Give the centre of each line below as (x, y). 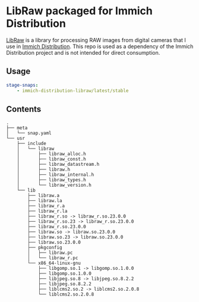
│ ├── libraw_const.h (51, 159)
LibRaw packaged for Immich (80, 11)
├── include (31, 144)
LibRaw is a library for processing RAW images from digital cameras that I (96, 40)
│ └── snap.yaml (29, 133)
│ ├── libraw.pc (50, 253)
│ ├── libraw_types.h (51, 180)
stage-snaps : (22, 85)
